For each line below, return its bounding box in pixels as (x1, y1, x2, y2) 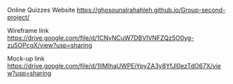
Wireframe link (7, 27, 49, 34)
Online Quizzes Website (7, 6, 76, 14)
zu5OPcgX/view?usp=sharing (7, 41, 92, 49)
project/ (7, 13, 30, 21)
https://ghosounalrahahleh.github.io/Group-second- (76, 6, 226, 14)
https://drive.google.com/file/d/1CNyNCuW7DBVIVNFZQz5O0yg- (7, 34, 194, 42)
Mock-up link (7, 54, 45, 63)
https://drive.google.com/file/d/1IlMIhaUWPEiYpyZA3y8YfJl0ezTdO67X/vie (7, 62, 221, 70)
